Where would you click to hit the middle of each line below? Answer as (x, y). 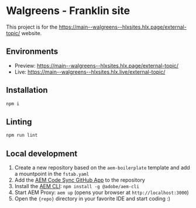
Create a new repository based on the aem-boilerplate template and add (102, 167)
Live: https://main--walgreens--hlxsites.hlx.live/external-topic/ (90, 72)
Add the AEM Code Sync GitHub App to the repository (80, 180)
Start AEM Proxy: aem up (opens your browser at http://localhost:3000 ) (102, 192)
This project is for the (32, 27)
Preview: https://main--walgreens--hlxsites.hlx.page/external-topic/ (97, 65)
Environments (32, 52)
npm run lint (22, 136)
